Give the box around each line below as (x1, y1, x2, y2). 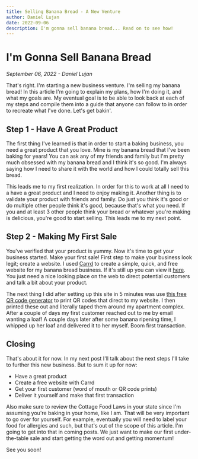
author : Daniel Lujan (6, 14, 60, 20)
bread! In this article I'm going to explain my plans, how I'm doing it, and (6, 88, 182, 95)
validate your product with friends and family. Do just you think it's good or (6, 196, 189, 202)
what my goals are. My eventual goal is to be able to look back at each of (6, 94, 185, 101)
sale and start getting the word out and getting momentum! (30, 434, 174, 442)
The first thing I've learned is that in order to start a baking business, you (6, 140, 184, 147)
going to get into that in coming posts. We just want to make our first (6, 428, 174, 435)
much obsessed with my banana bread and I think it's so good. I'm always (6, 159, 187, 166)
